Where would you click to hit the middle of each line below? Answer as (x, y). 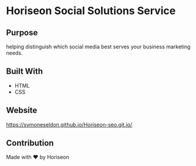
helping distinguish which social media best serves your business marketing (98, 47)
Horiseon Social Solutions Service (91, 11)
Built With (24, 72)
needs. (14, 53)
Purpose (22, 33)
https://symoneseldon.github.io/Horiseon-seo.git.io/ (69, 124)
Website (21, 110)
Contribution (30, 143)
